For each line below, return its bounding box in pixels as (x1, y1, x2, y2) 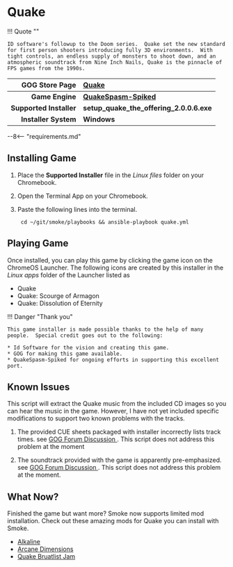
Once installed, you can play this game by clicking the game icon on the (7, 256, 214, 264)
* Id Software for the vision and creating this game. (7, 344, 170, 351)
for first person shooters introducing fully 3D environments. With (7, 47, 214, 54)
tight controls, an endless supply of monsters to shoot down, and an (7, 53, 216, 60)
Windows (83, 114, 115, 124)
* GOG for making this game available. (7, 350, 123, 357)
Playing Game (7, 238, 69, 249)
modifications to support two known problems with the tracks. (7, 414, 186, 422)
